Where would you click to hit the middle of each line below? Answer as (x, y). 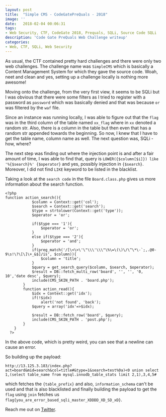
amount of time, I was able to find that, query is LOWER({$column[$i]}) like (82, 158)
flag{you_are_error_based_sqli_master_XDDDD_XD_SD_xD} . (64, 400)
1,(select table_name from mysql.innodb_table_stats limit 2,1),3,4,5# (81, 374)
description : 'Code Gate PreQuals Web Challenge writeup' (66, 38)
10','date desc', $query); (33, 276)
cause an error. (21, 347)
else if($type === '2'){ (57, 237)
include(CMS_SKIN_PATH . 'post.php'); (72, 319)
